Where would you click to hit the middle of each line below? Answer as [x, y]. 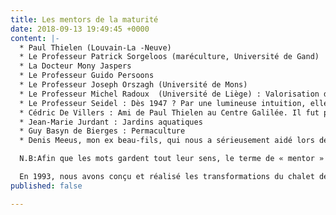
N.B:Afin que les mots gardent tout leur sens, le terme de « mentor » [172, 159]
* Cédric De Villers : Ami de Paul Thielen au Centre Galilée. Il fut [169, 112]
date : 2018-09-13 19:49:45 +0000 [80, 29]
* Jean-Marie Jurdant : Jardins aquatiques [111, 122]
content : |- [35, 38]
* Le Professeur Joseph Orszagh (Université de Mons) [133, 85]
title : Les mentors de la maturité [84, 19]
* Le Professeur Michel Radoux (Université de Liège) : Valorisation [169, 94]
